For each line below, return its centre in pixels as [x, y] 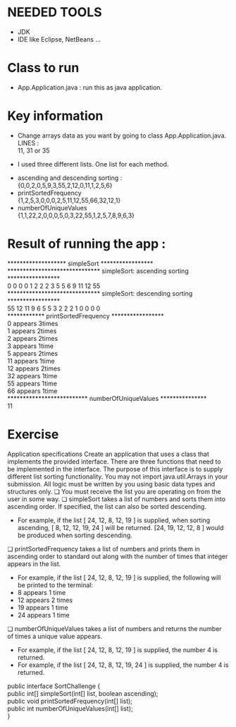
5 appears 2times [33, 353]
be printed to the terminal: [55, 585]
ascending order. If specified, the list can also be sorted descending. [107, 506]
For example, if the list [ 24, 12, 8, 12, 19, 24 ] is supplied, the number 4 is [123, 665]
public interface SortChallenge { [54, 686]
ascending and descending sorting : [70, 178]
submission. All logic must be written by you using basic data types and [111, 483]
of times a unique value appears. [55, 636]
